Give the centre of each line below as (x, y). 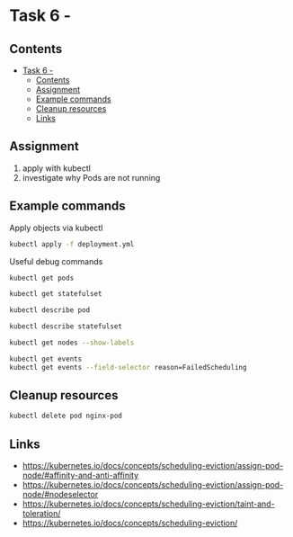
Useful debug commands (56, 261)
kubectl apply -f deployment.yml (72, 244)
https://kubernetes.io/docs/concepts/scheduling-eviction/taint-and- (149, 504)
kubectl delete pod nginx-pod (66, 416)
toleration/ (41, 514)
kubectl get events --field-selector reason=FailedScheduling (128, 367)
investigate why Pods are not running (91, 177)
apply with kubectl (57, 168)
